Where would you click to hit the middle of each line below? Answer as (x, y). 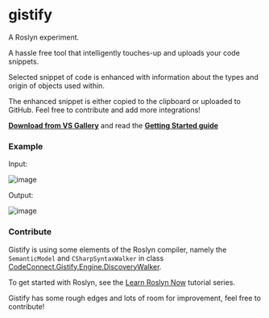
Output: (21, 195)
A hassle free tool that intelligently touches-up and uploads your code (124, 52)
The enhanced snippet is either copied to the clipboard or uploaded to (125, 101)
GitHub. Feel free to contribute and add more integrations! (105, 110)
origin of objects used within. (56, 86)
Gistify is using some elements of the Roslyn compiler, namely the (118, 249)
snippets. (24, 61)
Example (26, 146)
